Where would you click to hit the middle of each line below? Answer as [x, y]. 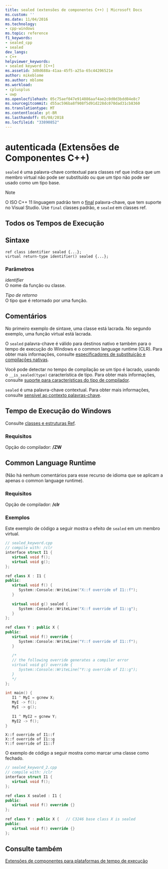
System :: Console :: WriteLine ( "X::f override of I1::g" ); [78, 609]
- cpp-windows [20, 29]
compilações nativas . [27, 359]
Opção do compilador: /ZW [33, 447]
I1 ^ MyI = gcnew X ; [33, 698]
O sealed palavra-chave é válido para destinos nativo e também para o [78, 344]
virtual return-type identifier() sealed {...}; [57, 256]
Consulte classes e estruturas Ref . [41, 423]
